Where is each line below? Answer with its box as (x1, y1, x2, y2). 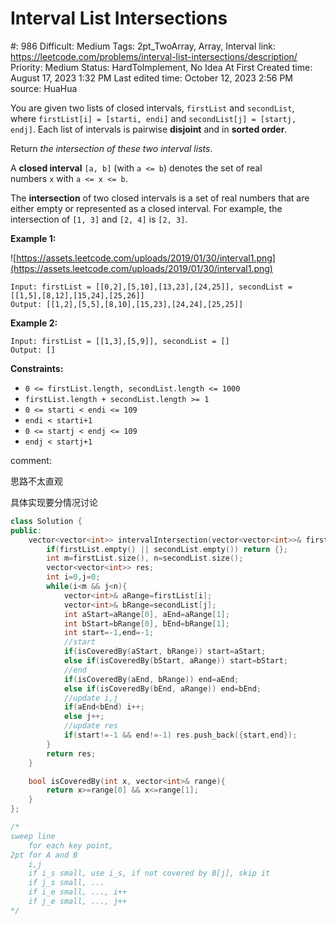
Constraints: (10, 362, 64, 374)
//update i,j (63, 693, 118, 703)
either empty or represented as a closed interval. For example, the (10, 202, 283, 214)
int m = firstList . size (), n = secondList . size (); (46, 553, 244, 564)
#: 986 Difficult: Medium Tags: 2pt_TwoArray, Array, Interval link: (10, 40, 277, 52)
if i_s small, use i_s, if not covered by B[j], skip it (28, 868, 271, 879)
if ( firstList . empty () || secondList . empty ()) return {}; (46, 544, 288, 554)
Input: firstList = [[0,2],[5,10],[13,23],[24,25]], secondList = (10, 282, 293, 292)
